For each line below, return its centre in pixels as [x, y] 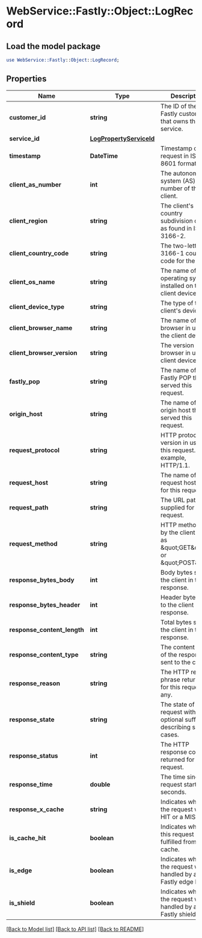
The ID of [173, 106]
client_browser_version [43, 353]
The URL [173, 500]
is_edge [21, 870]
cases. [170, 735]
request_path [29, 507]
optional [172, 719]
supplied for [177, 507]
